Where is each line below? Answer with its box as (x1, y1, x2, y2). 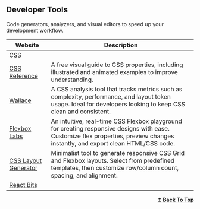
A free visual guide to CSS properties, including (51, 61, 183, 69)
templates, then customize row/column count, (51, 163, 179, 172)
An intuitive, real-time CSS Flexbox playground (51, 117, 183, 125)
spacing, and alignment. (51, 171, 118, 179)
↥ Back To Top (157, 196, 194, 203)
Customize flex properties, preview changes (51, 132, 174, 140)
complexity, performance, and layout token (51, 92, 171, 100)
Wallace (9, 96, 32, 104)
